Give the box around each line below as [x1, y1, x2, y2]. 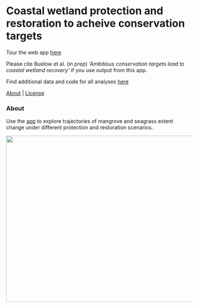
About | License [6, 89, 45, 96]
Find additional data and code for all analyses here [6, 78, 129, 85]
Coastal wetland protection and [6, 4, 164, 18]
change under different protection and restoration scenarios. [6, 124, 153, 131]
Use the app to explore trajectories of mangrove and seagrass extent [6, 118, 174, 125]
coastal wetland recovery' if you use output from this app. [6, 66, 147, 73]
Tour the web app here [6, 48, 62, 56]
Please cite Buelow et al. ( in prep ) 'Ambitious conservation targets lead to [6, 60, 184, 67]
